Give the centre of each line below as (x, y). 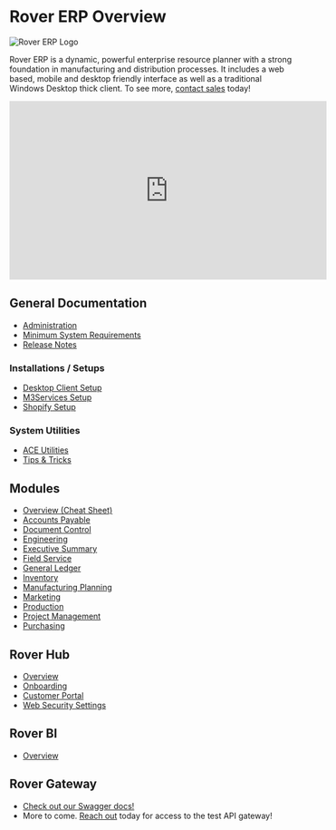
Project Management (62, 616)
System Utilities (45, 430)
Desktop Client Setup (62, 388)
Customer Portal (53, 695)
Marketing (42, 597)
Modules (35, 488)
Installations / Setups (57, 367)
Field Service (47, 559)
